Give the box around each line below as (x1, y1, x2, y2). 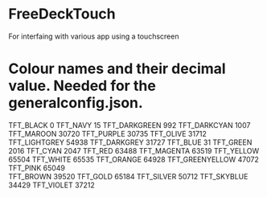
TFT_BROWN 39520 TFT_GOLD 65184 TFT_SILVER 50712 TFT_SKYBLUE (8, 171, 249, 181)
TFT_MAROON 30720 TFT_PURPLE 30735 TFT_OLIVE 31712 (8, 129, 207, 138)
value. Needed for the (8, 77, 157, 95)
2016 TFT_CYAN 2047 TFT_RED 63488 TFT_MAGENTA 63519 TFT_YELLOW (8, 146, 260, 155)
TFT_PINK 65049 (8, 162, 66, 173)
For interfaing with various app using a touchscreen (8, 31, 179, 41)
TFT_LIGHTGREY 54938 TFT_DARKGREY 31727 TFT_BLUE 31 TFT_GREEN (8, 137, 253, 147)
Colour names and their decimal (8, 60, 227, 78)
